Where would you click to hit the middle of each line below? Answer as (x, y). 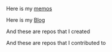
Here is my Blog (26, 20)
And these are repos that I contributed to (56, 43)
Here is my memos (29, 9)
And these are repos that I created (48, 31)
